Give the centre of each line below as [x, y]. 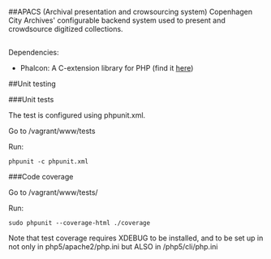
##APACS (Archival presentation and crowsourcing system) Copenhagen [131, 12]
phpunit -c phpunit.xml [49, 162]
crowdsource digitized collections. [66, 29]
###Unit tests [31, 100]
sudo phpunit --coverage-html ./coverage [80, 223]
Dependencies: [34, 53]
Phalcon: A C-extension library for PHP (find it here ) [107, 68]
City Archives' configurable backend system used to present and [117, 20]
